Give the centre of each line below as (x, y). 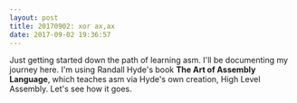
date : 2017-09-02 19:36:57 (60, 34)
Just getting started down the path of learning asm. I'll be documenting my (148, 61)
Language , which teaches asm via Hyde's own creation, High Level (135, 80)
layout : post (34, 18)
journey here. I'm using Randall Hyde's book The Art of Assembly (133, 70)
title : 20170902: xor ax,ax (62, 26)
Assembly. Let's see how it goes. (71, 89)
